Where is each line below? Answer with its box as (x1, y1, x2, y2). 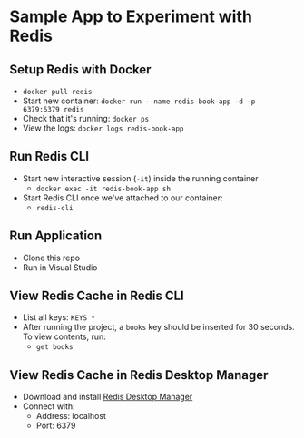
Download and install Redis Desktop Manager (22, 392, 193, 403)
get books (35, 343, 74, 352)
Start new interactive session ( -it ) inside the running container (22, 172, 259, 183)
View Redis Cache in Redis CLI (9, 288, 184, 304)
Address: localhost (35, 411, 107, 422)
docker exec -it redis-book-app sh (35, 184, 171, 193)
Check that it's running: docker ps (22, 113, 150, 123)
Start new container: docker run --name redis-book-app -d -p (22, 95, 256, 106)
